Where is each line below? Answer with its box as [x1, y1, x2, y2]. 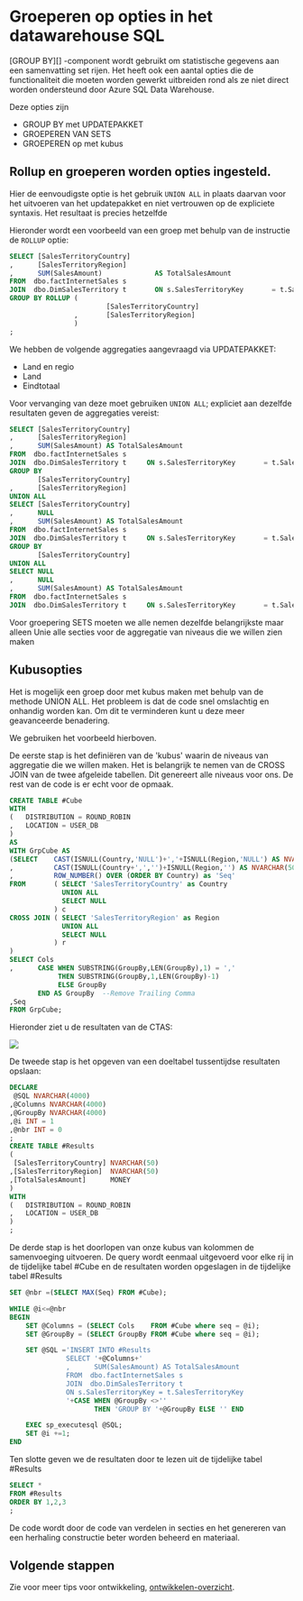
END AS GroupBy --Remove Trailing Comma [37, 989, 196, 998]
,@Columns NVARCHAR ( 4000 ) [9, 1100, 106, 1110]
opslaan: [9, 1066, 41, 1076]
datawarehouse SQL [9, 25, 165, 46]
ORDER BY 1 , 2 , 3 [9, 1497, 67, 1506]
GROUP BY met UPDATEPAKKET [22, 119, 144, 130]
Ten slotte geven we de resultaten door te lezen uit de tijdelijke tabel [9, 1454, 263, 1465]
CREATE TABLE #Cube [9, 796, 83, 805]
